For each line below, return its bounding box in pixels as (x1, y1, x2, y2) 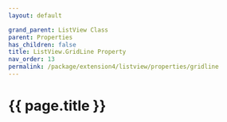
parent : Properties (8, 33, 73, 41)
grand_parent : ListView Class (8, 25, 109, 34)
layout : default (8, 11, 62, 20)
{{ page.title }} (8, 97, 107, 115)
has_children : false (8, 40, 77, 48)
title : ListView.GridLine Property (8, 48, 127, 56)
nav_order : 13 (8, 55, 56, 63)
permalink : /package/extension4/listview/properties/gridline (8, 63, 219, 71)
